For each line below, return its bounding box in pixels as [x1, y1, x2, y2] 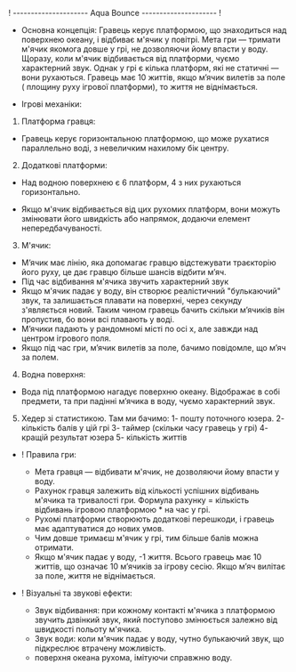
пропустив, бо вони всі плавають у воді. [20, 314, 175, 324]
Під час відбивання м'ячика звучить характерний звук [20, 276, 229, 287]
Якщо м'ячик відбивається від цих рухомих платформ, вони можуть [20, 204, 281, 215]
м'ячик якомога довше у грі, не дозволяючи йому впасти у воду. [20, 44, 268, 54]
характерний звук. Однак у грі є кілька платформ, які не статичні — [20, 62, 279, 73]
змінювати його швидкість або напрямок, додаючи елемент [20, 214, 251, 223]
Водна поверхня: [20, 369, 86, 379]
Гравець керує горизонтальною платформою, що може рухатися [20, 134, 269, 143]
